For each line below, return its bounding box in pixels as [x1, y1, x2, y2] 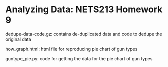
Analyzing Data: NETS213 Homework [5, 4, 163, 15]
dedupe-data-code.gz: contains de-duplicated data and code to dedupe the [5, 31, 162, 37]
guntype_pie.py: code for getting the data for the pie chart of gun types [5, 55, 153, 61]
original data [5, 36, 31, 42]
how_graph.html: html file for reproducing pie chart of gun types [5, 46, 138, 52]
